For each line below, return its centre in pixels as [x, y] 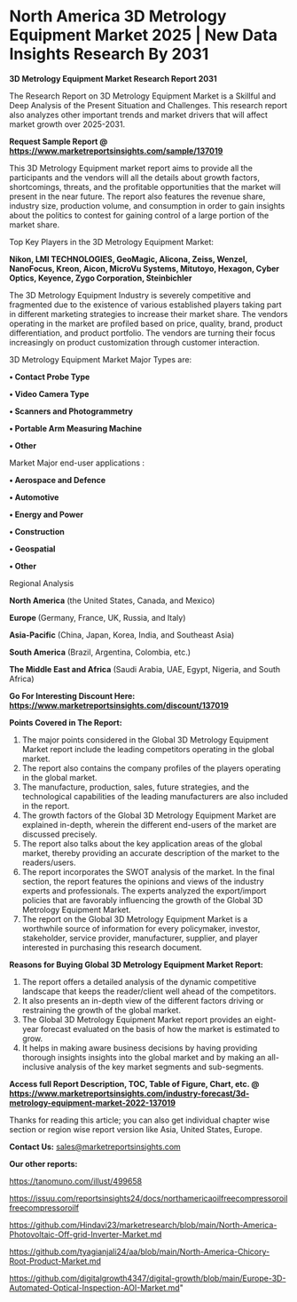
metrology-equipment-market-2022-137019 [92, 1102]
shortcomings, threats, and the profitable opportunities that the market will [145, 187]
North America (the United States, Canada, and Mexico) [112, 600]
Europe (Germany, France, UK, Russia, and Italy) [98, 617]
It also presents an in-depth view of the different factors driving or [143, 1000]
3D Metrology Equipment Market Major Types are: [101, 359]
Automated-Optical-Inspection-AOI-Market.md [94, 1287]
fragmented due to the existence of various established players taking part [145, 305]
